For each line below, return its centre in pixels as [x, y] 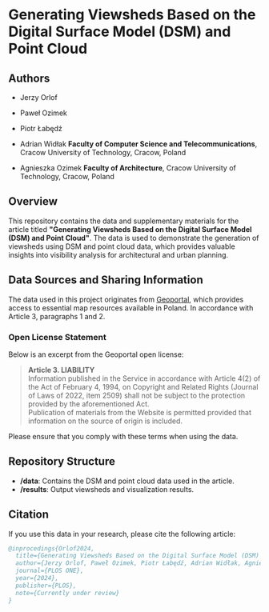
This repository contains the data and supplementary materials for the [124, 221]
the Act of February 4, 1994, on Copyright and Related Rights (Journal [143, 386]
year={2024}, [37, 578]
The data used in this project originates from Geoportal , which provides [126, 299]
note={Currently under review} [68, 593]
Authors [29, 78]
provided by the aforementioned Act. [88, 404]
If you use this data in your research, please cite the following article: [122, 534]
